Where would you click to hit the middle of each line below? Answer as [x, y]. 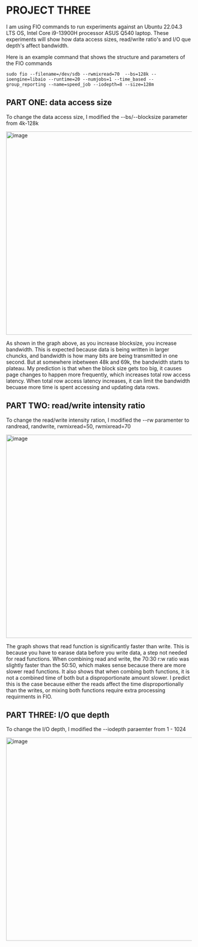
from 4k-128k [22, 123]
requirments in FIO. [29, 696]
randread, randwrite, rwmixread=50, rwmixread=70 [69, 426]
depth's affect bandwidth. [37, 46]
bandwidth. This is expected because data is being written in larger [88, 349]
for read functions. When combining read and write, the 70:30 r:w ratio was [98, 659]
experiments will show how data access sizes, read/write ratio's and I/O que [99, 39]
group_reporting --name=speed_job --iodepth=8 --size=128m [80, 84]
